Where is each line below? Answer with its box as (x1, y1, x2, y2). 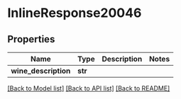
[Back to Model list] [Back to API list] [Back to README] (7, 84, 170, 93)
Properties (7, 33, 55, 45)
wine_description (11, 66, 71, 76)
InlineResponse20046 (7, 5, 142, 21)
